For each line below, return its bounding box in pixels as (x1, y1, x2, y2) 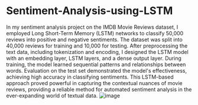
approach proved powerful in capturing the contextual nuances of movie (6, 79, 183, 86)
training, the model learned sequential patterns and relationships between (6, 60, 186, 68)
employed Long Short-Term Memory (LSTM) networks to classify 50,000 (6, 29, 184, 36)
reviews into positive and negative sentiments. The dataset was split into (6, 36, 183, 43)
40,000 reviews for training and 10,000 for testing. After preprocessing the (6, 42, 188, 49)
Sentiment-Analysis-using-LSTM (6, 4, 173, 18)
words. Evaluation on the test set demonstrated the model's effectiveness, (6, 67, 187, 74)
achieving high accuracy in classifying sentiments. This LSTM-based (6, 73, 174, 80)
